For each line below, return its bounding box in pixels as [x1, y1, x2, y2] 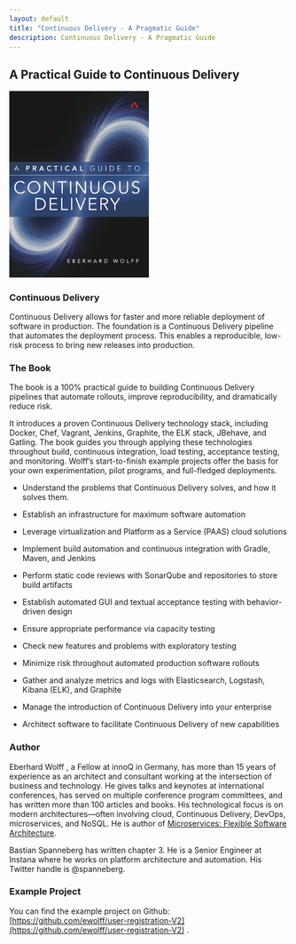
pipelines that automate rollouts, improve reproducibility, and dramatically [9, 392, 277, 402]
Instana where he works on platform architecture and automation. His [9, 853, 262, 865]
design [47, 607, 73, 617]
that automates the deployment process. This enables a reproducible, [9, 329, 263, 341]
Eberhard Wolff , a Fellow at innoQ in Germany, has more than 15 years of [9, 761, 277, 772]
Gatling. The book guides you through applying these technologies [9, 437, 253, 448]
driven [21, 607, 46, 617]
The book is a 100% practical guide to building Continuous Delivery [9, 382, 255, 393]
